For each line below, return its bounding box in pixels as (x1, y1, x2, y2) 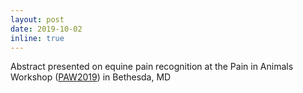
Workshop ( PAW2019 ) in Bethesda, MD (10, 71, 172, 83)
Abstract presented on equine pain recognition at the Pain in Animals (10, 61, 294, 73)
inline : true (10, 33, 65, 43)
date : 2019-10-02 (10, 24, 83, 34)
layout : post (10, 14, 65, 25)
